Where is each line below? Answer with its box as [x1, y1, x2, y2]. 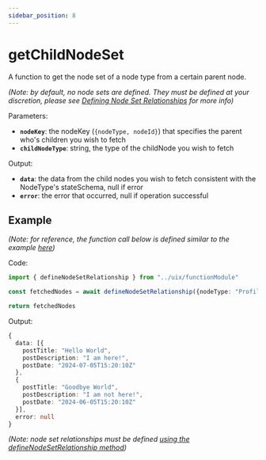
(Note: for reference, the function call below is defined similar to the [8, 234, 230, 244]
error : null [15, 412, 55, 420]
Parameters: [8, 111, 48, 120]
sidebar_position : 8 [8, 11, 77, 20]
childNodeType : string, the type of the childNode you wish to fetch [19, 143, 234, 153]
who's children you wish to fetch [19, 135, 127, 144]
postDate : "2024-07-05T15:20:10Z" [22, 361, 136, 369]
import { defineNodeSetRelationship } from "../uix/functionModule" [8, 274, 239, 282]
